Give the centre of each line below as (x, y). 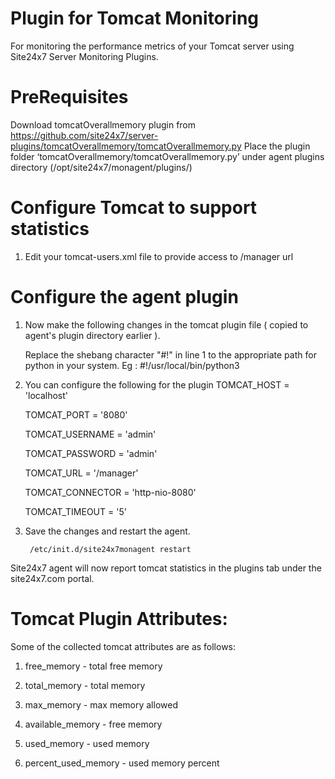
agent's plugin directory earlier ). (92, 335)
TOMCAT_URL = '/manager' (81, 473)
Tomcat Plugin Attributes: (119, 618)
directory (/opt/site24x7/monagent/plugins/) (101, 167)
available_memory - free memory (93, 724)
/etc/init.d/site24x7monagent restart (110, 549)
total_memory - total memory (85, 685)
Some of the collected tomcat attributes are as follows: (123, 646)
